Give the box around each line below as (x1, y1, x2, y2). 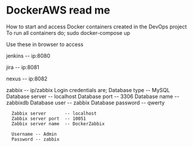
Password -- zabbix (11, 136, 60, 142)
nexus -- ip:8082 (6, 75, 48, 82)
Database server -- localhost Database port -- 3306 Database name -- (6, 93, 180, 100)
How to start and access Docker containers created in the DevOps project (6, 23, 187, 30)
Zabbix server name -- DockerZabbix (11, 120, 105, 127)
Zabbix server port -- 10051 (11, 116, 86, 122)
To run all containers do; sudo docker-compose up (6, 29, 131, 36)
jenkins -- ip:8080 (6, 52, 50, 59)
